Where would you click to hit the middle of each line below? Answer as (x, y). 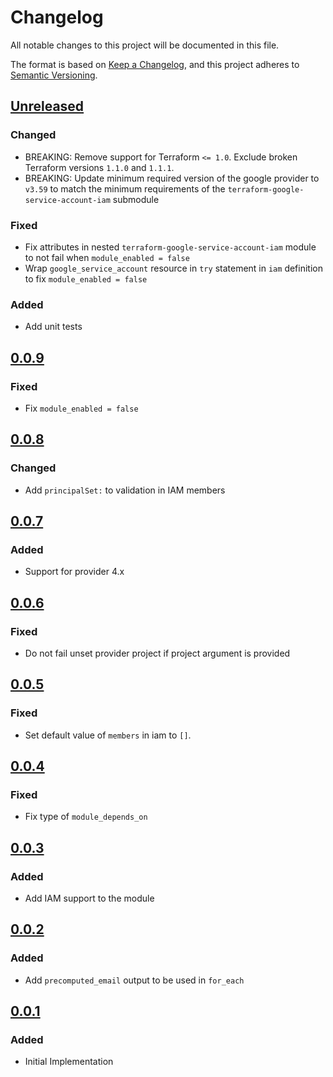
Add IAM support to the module (89, 898)
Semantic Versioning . (54, 75)
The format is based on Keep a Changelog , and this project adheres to (155, 64)
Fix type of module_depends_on (86, 817)
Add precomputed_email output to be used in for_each (134, 980)
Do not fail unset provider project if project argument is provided (157, 653)
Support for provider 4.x (74, 572)
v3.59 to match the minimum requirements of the (125, 188)
